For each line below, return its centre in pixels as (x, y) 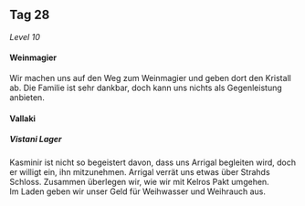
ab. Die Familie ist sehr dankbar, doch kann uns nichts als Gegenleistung (146, 88)
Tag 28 (30, 15)
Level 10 (25, 36)
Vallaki (23, 118)
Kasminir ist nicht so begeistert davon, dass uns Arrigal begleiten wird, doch (153, 162)
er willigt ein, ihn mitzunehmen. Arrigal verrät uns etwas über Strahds (140, 171)
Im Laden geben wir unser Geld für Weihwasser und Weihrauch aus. (138, 191)
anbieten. (27, 98)
